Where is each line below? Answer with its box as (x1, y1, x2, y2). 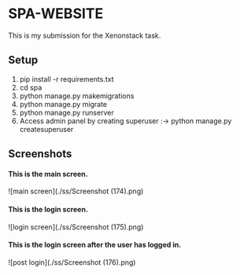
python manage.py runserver (19, 108, 114, 117)
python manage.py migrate (19, 99, 108, 108)
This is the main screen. (8, 169, 88, 178)
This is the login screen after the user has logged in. (8, 240, 182, 250)
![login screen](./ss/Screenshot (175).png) (8, 222, 144, 232)
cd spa (19, 82, 42, 92)
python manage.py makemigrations (19, 91, 135, 101)
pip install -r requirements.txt (19, 74, 114, 83)
